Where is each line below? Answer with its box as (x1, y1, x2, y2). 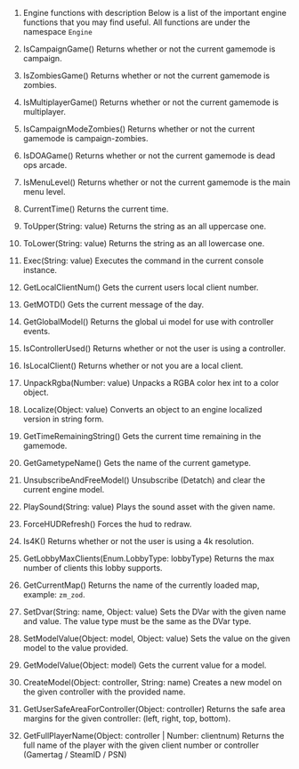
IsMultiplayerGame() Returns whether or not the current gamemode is (22, 97, 279, 108)
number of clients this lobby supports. (22, 563, 163, 573)
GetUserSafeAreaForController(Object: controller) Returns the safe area (22, 704, 286, 714)
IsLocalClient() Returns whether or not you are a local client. (22, 360, 244, 371)
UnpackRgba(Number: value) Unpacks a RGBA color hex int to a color (22, 378, 279, 388)
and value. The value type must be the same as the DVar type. (22, 616, 252, 626)
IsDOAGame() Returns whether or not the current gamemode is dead (22, 150, 276, 161)
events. (22, 326, 51, 336)
